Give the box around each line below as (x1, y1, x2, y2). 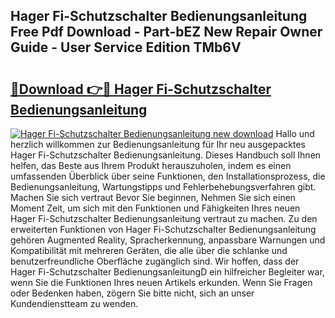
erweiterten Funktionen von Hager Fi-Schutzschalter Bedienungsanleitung (10, 224, 317, 235)
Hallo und (275, 128, 315, 139)
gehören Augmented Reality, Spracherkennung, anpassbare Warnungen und (10, 234, 326, 246)
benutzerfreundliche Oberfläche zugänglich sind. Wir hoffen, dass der (10, 255, 300, 267)
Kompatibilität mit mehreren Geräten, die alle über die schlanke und (10, 245, 288, 256)
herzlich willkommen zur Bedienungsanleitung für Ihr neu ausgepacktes (10, 139, 307, 150)
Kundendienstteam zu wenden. (10, 298, 139, 309)
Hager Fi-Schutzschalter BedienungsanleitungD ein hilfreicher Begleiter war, (10, 266, 325, 278)
